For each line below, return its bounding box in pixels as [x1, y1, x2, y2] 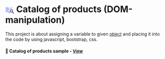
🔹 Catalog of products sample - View [5, 48, 83, 54]
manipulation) [5, 14, 65, 26]
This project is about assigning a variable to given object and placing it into [5, 31, 160, 37]
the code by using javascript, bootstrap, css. [5, 36, 98, 42]
